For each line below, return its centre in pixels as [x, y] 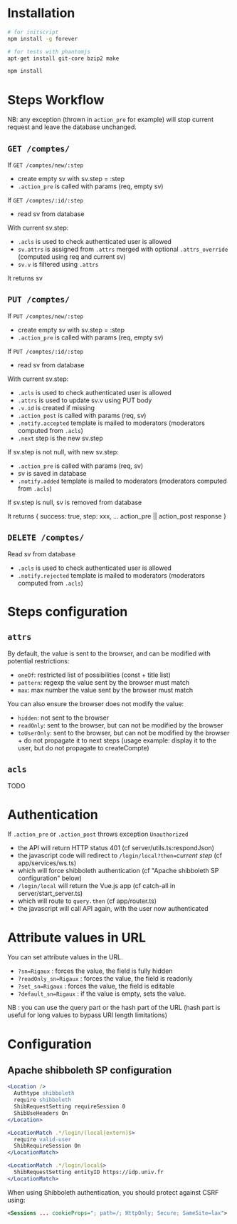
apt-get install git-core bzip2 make [63, 58]
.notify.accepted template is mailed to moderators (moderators [111, 423]
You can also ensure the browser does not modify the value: [96, 703]
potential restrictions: [38, 661]
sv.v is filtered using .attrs [58, 265]
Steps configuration [68, 612]
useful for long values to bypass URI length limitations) [88, 1015]
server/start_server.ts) [50, 894]
